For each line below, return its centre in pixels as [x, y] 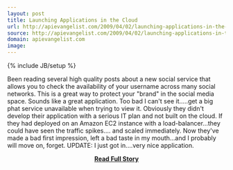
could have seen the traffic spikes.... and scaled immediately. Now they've [113, 130]
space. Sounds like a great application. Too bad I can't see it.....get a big [110, 101]
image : [17, 46]
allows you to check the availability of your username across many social [112, 86]
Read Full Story [116, 159]
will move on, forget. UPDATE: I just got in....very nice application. [101, 145]
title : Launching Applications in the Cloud [72, 20]
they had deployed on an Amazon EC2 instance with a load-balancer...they [114, 123]
